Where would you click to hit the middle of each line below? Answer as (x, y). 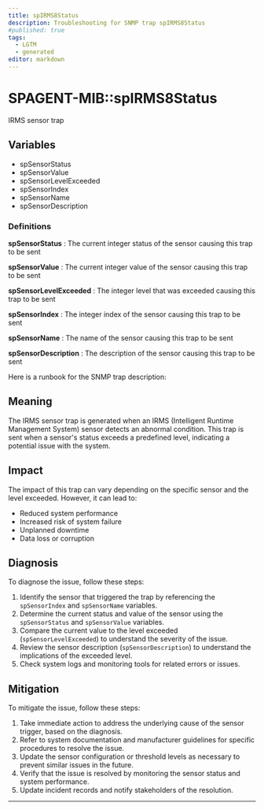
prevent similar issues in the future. (76, 765)
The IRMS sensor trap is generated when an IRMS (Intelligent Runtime (121, 420)
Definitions (30, 226)
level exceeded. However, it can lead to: (73, 498)
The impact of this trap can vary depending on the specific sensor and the (128, 489)
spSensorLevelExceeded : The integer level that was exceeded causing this (132, 290)
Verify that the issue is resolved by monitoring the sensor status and (130, 774)
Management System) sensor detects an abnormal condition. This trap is (126, 429)
